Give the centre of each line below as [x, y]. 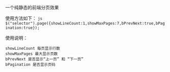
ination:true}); [22, 28]
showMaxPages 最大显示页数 [32, 54]
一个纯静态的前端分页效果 [32, 7]
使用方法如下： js [24, 18]
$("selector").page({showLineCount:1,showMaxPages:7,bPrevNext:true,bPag [85, 23]
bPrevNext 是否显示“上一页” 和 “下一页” [45, 59]
